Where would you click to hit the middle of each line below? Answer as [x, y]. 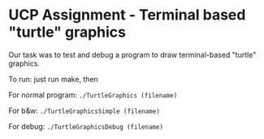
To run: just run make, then [54, 79]
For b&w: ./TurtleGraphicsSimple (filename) [84, 111]
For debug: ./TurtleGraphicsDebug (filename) [86, 126]
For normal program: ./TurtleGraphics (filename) [93, 94]
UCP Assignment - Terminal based [127, 15]
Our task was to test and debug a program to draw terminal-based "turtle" [132, 54]
